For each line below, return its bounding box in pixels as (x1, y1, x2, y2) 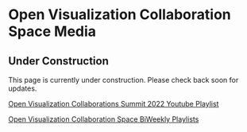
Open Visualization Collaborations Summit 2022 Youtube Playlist (8, 99, 219, 108)
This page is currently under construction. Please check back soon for (8, 76, 239, 84)
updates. (8, 83, 37, 93)
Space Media (8, 22, 97, 41)
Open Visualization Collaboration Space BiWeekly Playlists (8, 115, 199, 124)
